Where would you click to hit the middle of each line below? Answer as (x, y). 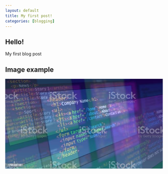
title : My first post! (29, 16)
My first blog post (23, 54)
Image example (29, 70)
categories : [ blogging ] (30, 21)
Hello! (14, 42)
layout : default (22, 10)
